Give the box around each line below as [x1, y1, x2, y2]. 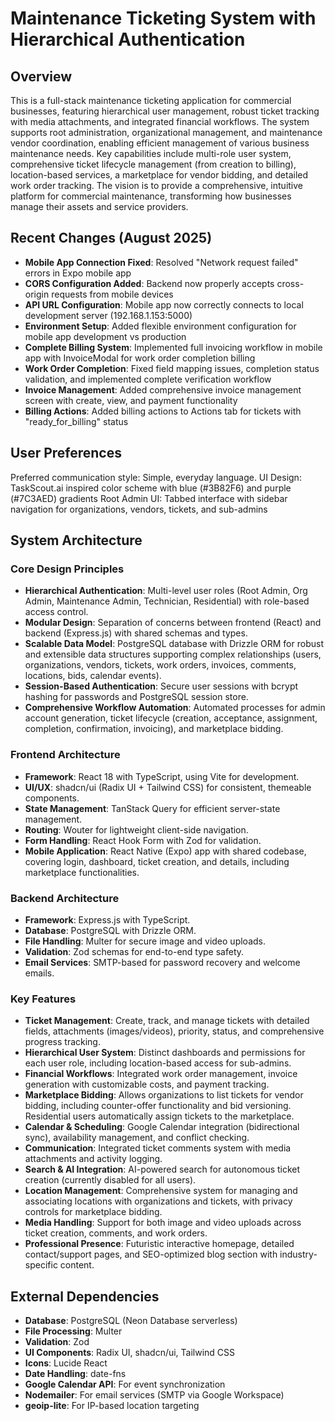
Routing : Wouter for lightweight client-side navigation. [24, 823, 249, 836]
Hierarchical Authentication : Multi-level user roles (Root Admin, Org [24, 585, 308, 597]
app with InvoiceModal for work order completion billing [24, 352, 256, 364]
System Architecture [10, 532, 143, 549]
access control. [24, 606, 89, 618]
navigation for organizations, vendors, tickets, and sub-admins [10, 503, 268, 515]
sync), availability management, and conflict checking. [24, 1132, 250, 1144]
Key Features [10, 992, 77, 1006]
